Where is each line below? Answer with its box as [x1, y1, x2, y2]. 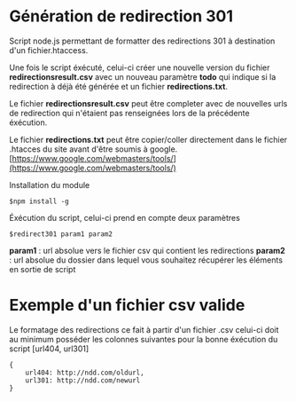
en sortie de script [9, 263, 76, 274]
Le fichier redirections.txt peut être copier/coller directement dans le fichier [9, 134, 288, 145]
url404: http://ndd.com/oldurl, [25, 368, 144, 377]
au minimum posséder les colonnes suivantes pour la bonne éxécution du [9, 334, 278, 344]
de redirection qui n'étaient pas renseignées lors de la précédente [9, 107, 250, 118]
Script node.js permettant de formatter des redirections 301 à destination [9, 35, 276, 46]
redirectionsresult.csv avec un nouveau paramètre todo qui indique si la [9, 71, 277, 82]
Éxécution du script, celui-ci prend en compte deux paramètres [9, 212, 241, 223]
